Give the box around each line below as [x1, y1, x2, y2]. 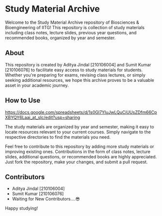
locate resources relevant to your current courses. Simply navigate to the [5, 129, 151, 135]
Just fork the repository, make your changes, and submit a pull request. [5, 159, 148, 165]
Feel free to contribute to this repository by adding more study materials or [5, 143, 154, 149]
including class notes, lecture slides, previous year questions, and [5, 30, 137, 35]
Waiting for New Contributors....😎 [12, 196, 80, 202]
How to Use [5, 96, 41, 105]
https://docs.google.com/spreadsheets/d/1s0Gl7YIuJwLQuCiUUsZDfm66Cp [5, 109, 157, 115]
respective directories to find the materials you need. [5, 134, 111, 140]
